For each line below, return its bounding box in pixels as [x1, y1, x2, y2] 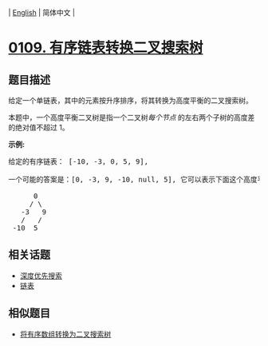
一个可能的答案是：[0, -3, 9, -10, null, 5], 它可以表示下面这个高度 [8, 175, 258, 184]
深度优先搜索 [19, 271, 62, 280]
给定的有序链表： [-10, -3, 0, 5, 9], [8, 157, 149, 166]
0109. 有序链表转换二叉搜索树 [8, 39, 203, 57]
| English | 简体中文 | [8, 8, 76, 17]
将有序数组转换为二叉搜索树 [19, 329, 112, 339]
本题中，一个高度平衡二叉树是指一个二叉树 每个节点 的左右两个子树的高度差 [8, 113, 255, 122]
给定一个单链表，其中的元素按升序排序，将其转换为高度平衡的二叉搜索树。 [8, 96, 253, 105]
